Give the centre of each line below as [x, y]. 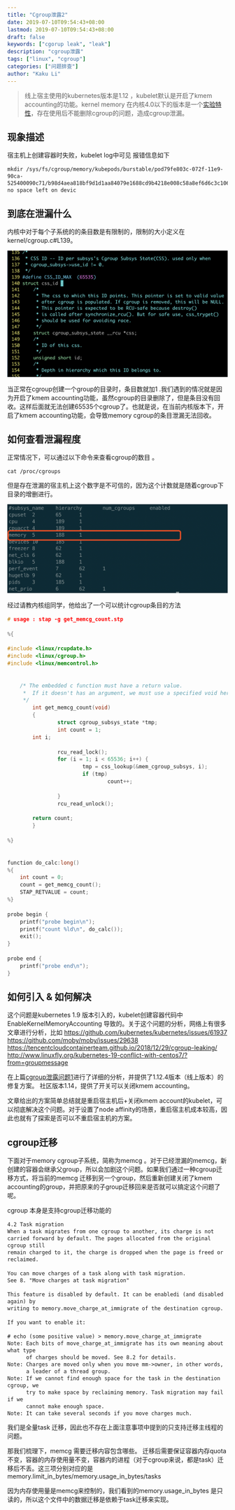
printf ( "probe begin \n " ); [58, 922]
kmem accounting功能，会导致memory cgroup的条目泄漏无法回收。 [117, 415]
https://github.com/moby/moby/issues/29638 [73, 1040]
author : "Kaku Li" [34, 73]
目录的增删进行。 [32, 494]
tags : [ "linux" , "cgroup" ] [47, 59]
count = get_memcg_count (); [60, 885]
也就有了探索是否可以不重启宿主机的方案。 [74, 1118]
